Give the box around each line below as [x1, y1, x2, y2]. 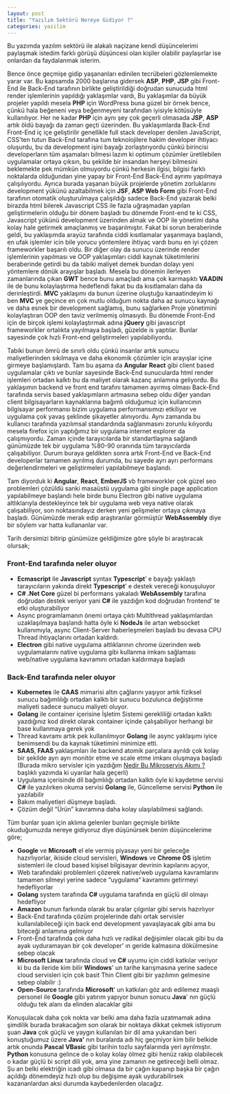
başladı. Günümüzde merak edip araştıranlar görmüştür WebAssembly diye [7, 514, 222, 522]
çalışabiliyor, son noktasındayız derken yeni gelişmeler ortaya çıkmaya [7, 506, 206, 515]
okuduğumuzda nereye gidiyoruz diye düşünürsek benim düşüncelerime [7, 825, 212, 834]
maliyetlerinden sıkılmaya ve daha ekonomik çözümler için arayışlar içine [7, 354, 212, 362]
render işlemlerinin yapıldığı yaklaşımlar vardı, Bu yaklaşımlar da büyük [7, 92, 207, 100]
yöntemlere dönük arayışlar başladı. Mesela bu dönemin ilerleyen [7, 267, 191, 276]
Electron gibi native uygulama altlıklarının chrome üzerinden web [16, 640, 201, 648]
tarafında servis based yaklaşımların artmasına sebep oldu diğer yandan [7, 391, 211, 399]
